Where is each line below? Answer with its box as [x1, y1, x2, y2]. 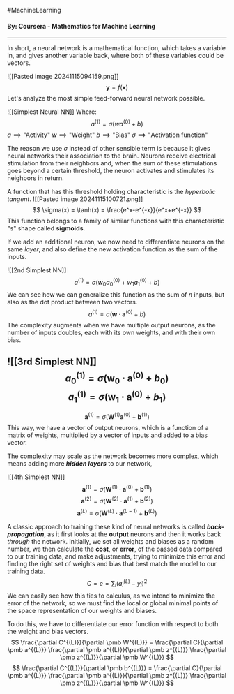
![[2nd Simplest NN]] [7, 265, 67, 274]
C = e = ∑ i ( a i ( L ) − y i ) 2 [86, 577, 148, 589]
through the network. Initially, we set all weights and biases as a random [7, 537, 214, 545]
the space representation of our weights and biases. [7, 607, 157, 615]
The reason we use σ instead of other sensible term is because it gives [7, 144, 210, 152]
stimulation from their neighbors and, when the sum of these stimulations [7, 158, 217, 167]
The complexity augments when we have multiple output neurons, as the [7, 320, 216, 329]
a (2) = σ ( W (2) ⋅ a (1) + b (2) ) [81, 496, 153, 505]
